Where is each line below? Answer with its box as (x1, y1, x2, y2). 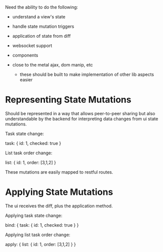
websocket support (12, 43, 52, 49)
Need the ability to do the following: (5, 4, 79, 10)
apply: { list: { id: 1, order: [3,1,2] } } (5, 241, 76, 247)
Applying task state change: (5, 212, 63, 218)
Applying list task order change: (5, 232, 71, 238)
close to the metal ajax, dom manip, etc (12, 62, 93, 67)
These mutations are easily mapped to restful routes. (5, 169, 113, 175)
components (12, 52, 38, 58)
